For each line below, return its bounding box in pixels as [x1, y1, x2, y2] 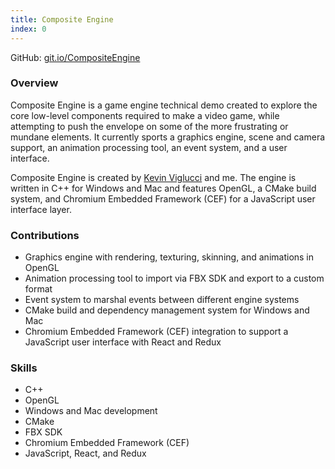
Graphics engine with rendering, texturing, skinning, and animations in [24, 251, 315, 263]
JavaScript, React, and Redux [24, 447, 147, 460]
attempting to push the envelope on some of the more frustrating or [10, 120, 289, 132]
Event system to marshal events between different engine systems [24, 294, 300, 306]
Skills [10, 361, 38, 375]
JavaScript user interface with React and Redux [24, 336, 222, 348]
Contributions [10, 228, 80, 242]
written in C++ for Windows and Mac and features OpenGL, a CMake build [10, 182, 317, 194]
